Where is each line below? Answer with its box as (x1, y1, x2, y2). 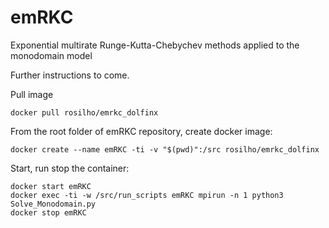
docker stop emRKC (10, 207, 87, 218)
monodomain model (10, 49, 93, 61)
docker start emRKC (10, 181, 92, 191)
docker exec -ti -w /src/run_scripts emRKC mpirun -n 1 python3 (10, 190, 284, 200)
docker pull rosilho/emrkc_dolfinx (10, 107, 159, 118)
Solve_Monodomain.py (10, 199, 97, 209)
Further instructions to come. (10, 69, 130, 81)
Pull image (10, 88, 54, 100)
